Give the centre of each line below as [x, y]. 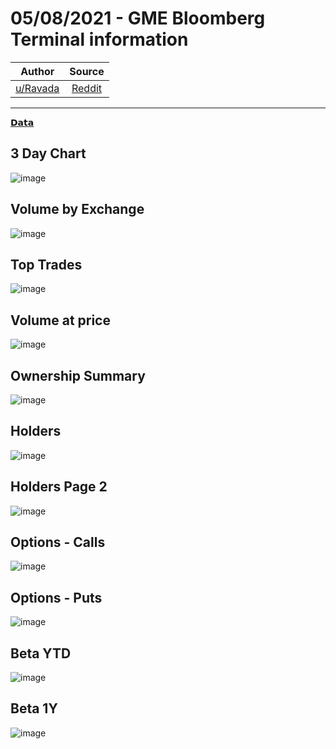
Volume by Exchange [77, 209]
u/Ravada [37, 88]
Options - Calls [58, 542]
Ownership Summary [78, 375]
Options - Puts [56, 597]
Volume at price [60, 320]
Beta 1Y [34, 708]
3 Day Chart [48, 153]
